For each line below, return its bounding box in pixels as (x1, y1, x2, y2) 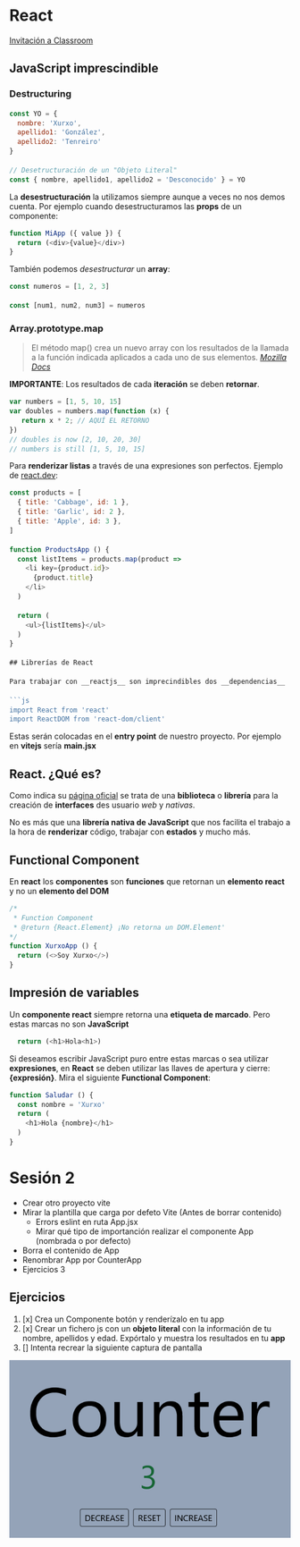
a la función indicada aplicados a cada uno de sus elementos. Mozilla (30, 352, 287, 363)
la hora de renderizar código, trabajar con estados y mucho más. (9, 826, 252, 837)
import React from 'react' (9, 706, 110, 714)
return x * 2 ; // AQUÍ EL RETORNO (21, 416, 150, 425)
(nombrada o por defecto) (35, 1235, 131, 1246)
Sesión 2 (9, 1168, 76, 1188)
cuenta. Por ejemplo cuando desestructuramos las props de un (9, 200, 243, 211)
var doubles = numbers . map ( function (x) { (9, 407, 170, 416)
